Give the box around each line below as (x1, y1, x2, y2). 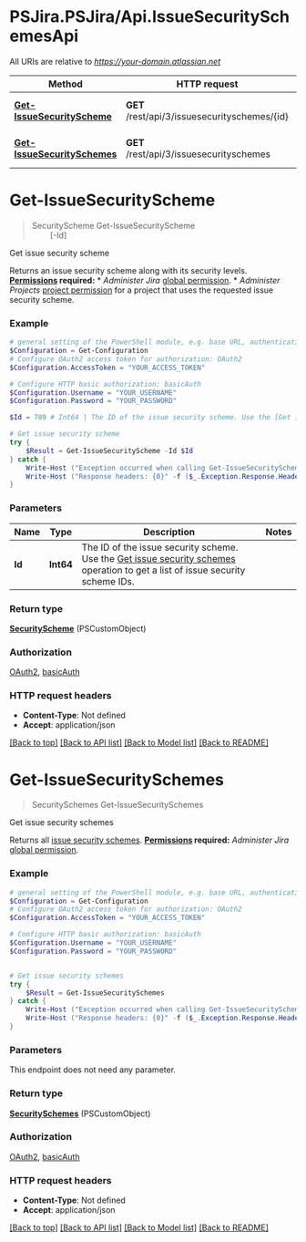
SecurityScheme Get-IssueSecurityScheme (31, 220, 196, 231)
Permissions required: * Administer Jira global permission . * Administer (9, 274, 280, 285)
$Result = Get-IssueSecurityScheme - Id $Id (25, 446, 194, 455)
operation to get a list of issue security (81, 564, 246, 576)
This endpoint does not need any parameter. (9, 1064, 176, 1075)
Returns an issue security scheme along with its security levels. (9, 264, 248, 275)
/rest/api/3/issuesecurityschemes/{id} (126, 109, 290, 122)
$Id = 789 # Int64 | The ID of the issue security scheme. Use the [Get (9, 413, 291, 422)
